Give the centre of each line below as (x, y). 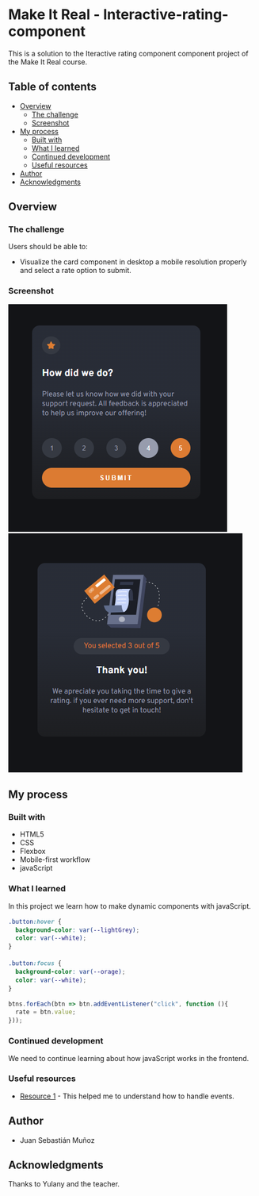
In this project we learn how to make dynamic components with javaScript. (129, 906)
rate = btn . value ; (46, 1012)
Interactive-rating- (166, 15)
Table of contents (52, 87)
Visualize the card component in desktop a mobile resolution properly (133, 262)
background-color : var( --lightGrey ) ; (78, 930)
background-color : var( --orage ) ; (70, 971)
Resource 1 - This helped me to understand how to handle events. (127, 1096)
